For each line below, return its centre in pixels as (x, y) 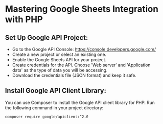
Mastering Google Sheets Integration (82, 9)
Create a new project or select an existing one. (59, 54)
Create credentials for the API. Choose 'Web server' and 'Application (81, 65)
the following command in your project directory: (54, 108)
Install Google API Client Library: (56, 91)
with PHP (24, 19)
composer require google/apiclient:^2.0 (47, 117)
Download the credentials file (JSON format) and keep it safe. (74, 75)
